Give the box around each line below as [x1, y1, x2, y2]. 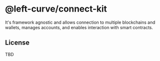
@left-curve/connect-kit [5, 3, 107, 15]
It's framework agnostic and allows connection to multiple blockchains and [5, 19, 156, 25]
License [5, 39, 30, 47]
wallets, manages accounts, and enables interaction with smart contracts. [5, 24, 153, 30]
